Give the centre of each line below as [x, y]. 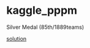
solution [17, 38]
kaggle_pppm [42, 10]
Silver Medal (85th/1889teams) [45, 27]
